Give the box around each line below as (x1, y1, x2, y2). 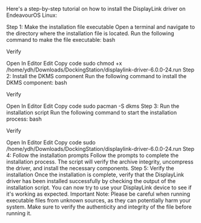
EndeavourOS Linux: (6, 12, 58, 19)
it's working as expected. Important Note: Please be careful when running (6, 190, 191, 198)
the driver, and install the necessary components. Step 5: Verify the (6, 165, 174, 171)
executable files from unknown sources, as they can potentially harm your (6, 197, 191, 204)
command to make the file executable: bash (6, 36, 116, 43)
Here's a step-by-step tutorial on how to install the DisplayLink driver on (6, 5, 186, 12)
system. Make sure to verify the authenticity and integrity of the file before (6, 203, 192, 210)
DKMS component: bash (6, 79, 68, 86)
